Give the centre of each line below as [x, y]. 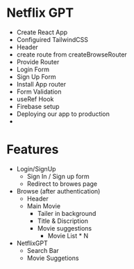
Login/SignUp [36, 168]
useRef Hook [35, 99]
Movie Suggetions [53, 258]
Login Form [33, 69]
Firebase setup [38, 106]
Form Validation [39, 92]
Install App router [41, 84]
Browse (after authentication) [58, 191]
